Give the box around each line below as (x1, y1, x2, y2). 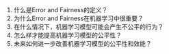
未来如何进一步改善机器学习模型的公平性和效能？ (13, 40, 152, 47)
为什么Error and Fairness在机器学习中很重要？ (13, 14, 144, 22)
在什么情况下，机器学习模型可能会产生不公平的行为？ (13, 23, 164, 30)
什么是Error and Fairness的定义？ (13, 6, 108, 13)
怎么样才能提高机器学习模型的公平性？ (13, 31, 122, 39)
